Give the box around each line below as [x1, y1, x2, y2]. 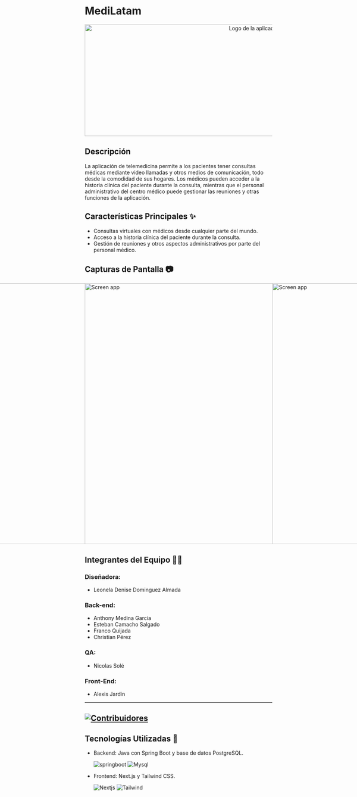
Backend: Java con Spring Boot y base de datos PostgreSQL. [93, 749, 244, 756]
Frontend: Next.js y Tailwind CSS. [93, 773, 176, 780]
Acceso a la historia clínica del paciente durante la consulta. [93, 234, 241, 241]
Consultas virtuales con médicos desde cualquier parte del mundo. [93, 227, 258, 234]
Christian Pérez [93, 634, 131, 641]
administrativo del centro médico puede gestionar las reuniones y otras [84, 188, 259, 195]
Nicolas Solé [93, 662, 124, 669]
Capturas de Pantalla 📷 [84, 264, 174, 274]
